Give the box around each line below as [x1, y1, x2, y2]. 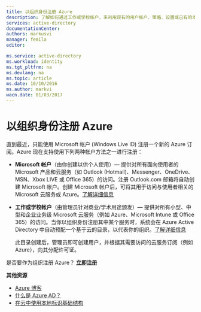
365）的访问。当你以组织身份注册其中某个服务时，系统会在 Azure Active [14, 218, 194, 225]
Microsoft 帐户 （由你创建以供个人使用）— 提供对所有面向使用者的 [14, 160, 179, 168]
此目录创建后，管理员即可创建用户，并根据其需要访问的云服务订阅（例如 [14, 238, 193, 246]
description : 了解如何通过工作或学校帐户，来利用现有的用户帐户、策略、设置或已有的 [6, 14, 193, 20]
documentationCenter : [6, 25, 60, 32]
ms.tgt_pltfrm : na [6, 64, 52, 70]
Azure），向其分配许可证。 [14, 246, 80, 253]
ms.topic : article [6, 75, 52, 81]
